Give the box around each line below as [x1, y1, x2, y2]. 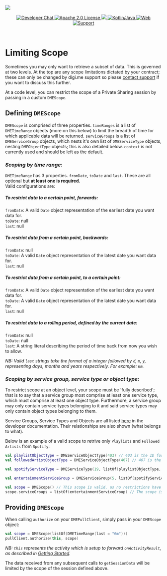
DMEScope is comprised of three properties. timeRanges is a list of [5, 122, 136, 128]
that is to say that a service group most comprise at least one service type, [5, 392, 159, 398]
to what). [5, 428, 24, 434]
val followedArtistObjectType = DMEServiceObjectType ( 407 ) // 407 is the [5, 458, 162, 463]
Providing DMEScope [5, 503, 64, 512]
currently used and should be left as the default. [5, 149, 103, 155]
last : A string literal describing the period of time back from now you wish [5, 342, 158, 349]
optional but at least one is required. [5, 178, 81, 184]
